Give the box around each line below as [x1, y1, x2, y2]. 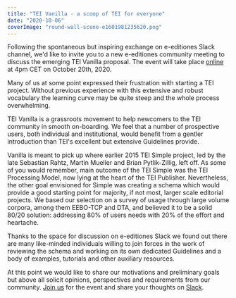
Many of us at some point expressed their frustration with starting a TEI [7, 79, 214, 87]
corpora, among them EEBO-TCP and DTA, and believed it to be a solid [7, 204, 213, 212]
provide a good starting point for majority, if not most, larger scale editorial [7, 188, 224, 197]
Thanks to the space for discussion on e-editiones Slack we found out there [7, 232, 228, 240]
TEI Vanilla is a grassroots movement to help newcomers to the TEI [7, 115, 201, 123]
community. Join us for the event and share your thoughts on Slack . [7, 283, 204, 292]
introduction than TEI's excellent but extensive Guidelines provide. [7, 137, 199, 146]
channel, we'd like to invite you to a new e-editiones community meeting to [7, 50, 225, 58]
